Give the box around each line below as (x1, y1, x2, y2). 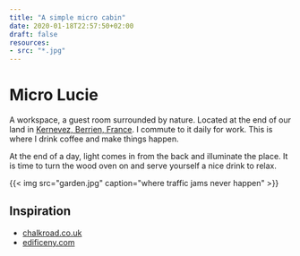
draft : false (9, 30, 58, 38)
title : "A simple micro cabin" (9, 13, 126, 22)
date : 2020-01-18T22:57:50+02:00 (9, 21, 134, 30)
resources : (9, 38, 50, 47)
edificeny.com (21, 236, 75, 247)
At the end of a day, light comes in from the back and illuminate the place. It (9, 151, 288, 162)
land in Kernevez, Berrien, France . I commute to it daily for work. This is (9, 124, 273, 135)
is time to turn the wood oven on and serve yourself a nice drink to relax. (9, 160, 278, 171)
